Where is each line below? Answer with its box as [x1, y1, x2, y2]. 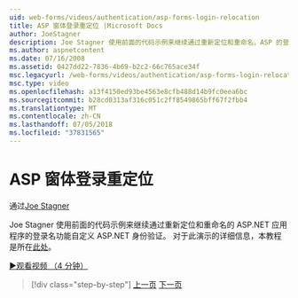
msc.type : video [9, 79, 69, 88]
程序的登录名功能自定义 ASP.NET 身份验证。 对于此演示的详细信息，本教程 [9, 230, 282, 240]
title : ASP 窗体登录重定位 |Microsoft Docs [9, 21, 163, 30]
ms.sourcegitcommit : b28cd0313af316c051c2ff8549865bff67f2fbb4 [9, 95, 248, 105]
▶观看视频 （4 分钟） [9, 260, 89, 271]
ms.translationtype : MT [9, 104, 98, 113]
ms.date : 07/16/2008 [9, 54, 86, 63]
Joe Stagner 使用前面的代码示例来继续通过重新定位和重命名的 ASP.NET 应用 [9, 219, 288, 230]
